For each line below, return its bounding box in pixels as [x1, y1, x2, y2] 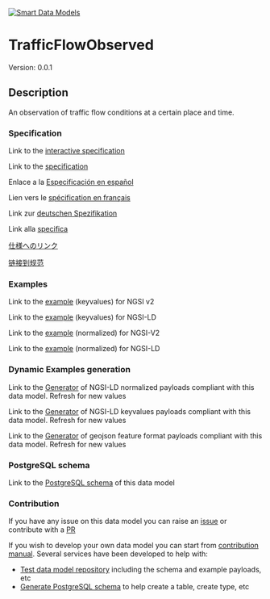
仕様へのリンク [8, 241, 58, 250]
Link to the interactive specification [8, 146, 125, 156]
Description [8, 86, 69, 100]
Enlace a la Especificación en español [8, 178, 135, 187]
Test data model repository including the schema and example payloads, [19, 565, 262, 575]
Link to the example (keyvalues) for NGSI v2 [8, 297, 155, 307]
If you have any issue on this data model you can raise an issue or [8, 517, 227, 526]
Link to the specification [8, 161, 89, 171]
